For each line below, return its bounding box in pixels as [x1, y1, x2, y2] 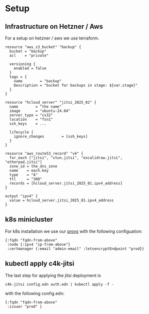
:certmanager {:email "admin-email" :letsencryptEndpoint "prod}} [7, 246, 145, 251]
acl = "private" [9, 53, 49, 58]
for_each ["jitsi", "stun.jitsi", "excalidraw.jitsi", [9, 155, 123, 160]
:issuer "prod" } [7, 304, 42, 309]
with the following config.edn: [5, 290, 65, 296]
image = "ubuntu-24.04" [9, 109, 70, 113]
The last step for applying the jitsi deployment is [5, 272, 101, 278]
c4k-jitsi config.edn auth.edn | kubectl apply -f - [5, 282, 114, 287]
